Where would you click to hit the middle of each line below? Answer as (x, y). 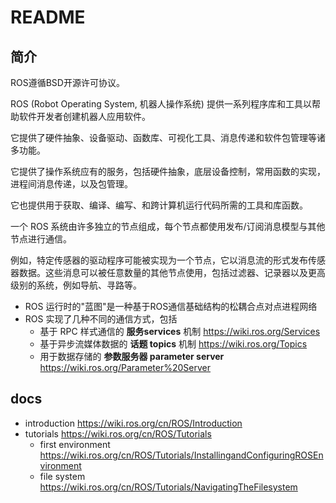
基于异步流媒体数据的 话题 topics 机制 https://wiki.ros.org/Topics (173, 344)
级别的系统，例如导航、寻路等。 (76, 285)
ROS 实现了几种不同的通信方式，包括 (101, 319)
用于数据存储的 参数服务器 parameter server (132, 356)
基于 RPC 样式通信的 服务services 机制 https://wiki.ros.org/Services (180, 331)
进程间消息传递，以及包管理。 (71, 184)
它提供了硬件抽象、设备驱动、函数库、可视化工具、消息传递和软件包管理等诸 (168, 137)
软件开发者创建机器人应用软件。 (84, 116)
